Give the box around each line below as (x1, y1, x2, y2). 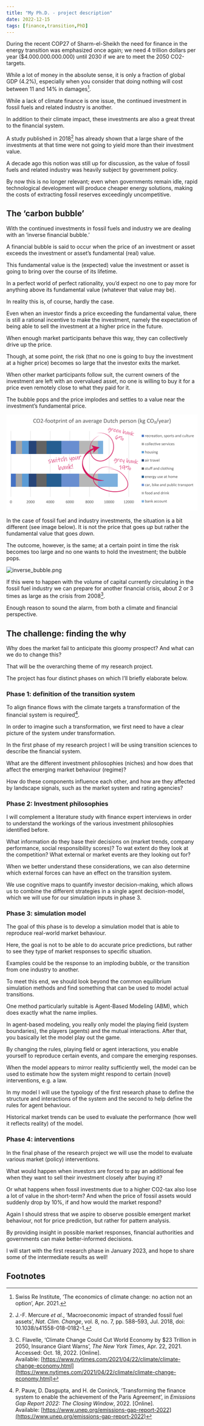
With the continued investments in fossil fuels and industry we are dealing (6, 224, 191, 232)
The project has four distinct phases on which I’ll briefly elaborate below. (6, 674, 188, 682)
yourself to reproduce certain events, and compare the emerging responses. (6, 1052, 198, 1060)
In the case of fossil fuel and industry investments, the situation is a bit (6, 517, 183, 524)
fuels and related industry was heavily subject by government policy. (6, 166, 178, 173)
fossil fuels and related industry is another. (6, 104, 113, 111)
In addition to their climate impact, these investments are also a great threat (6, 116, 195, 123)
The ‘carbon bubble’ (6, 208, 85, 219)
